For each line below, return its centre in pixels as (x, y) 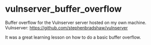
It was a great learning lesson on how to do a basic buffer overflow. (73, 37)
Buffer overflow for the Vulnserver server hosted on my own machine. (76, 22)
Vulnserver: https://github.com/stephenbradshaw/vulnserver (67, 27)
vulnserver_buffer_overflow (63, 9)
